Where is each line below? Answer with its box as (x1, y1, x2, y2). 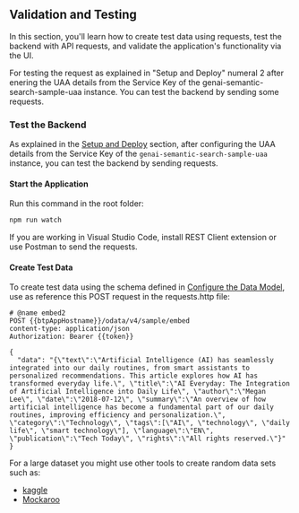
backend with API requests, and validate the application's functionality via (9, 40, 282, 51)
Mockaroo (21, 494, 61, 505)
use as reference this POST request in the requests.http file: (9, 291, 231, 302)
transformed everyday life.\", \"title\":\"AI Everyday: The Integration (9, 379, 291, 388)
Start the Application (9, 178, 89, 189)
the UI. (9, 49, 34, 61)
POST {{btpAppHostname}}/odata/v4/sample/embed (9, 317, 191, 326)
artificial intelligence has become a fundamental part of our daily (9, 403, 275, 412)
